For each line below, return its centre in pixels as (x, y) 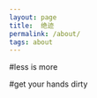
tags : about (31, 42)
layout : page (33, 17)
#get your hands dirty (48, 84)
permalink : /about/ (45, 34)
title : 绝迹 (32, 26)
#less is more (34, 67)
